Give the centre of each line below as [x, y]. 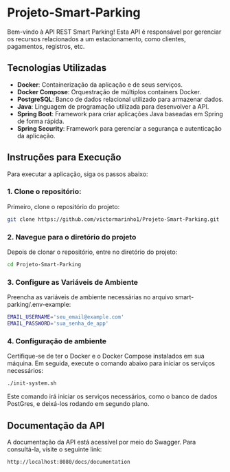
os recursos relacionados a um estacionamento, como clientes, [97, 39]
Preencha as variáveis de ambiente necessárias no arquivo [90, 297]
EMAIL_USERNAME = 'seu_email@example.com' [66, 317]
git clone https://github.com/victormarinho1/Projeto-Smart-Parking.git [113, 219]
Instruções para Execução [64, 157]
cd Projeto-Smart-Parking [44, 265]
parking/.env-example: [39, 305]
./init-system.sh [32, 383]
